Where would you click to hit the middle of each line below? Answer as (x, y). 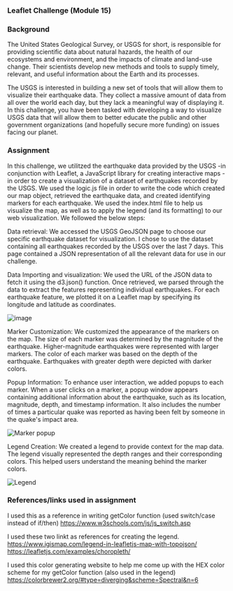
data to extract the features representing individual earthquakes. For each (114, 290)
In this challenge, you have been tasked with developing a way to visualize (114, 110)
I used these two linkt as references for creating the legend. (93, 536)
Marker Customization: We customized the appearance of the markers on (113, 332)
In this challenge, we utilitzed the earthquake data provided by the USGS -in (116, 166)
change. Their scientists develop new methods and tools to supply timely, (113, 67)
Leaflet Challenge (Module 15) (59, 10)
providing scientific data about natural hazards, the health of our (100, 52)
